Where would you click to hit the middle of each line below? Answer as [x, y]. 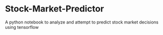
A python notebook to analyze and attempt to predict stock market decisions [82, 22]
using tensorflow [22, 27]
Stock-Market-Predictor [54, 9]
